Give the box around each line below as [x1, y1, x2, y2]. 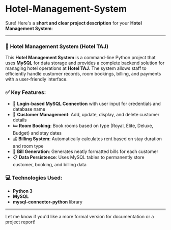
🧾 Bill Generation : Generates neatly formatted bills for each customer [12, 148, 159, 155]
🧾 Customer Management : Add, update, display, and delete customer [12, 111, 160, 117]
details [12, 117, 27, 123]
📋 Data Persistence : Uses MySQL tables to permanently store [12, 154, 145, 160]
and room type [12, 143, 44, 149]
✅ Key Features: [5, 89, 46, 96]
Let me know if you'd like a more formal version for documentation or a [5, 213, 154, 219]
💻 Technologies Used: [5, 174, 63, 182]
